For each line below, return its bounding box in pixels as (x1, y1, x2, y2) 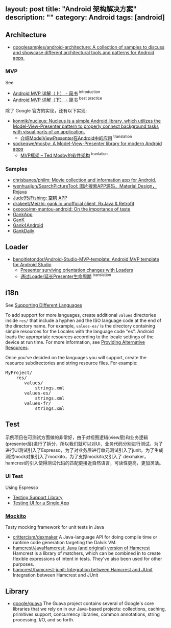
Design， (137, 183, 157, 189)
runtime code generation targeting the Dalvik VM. (12, 540, 117, 546)
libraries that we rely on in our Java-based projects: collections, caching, (12, 606, 166, 612)
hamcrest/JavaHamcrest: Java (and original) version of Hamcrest (12, 545, 150, 551)
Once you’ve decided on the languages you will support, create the (5, 354, 147, 360)
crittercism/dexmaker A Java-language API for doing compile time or (12, 534, 158, 540)
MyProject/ (5, 369, 33, 376)
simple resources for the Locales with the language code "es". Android (5, 328, 154, 334)
